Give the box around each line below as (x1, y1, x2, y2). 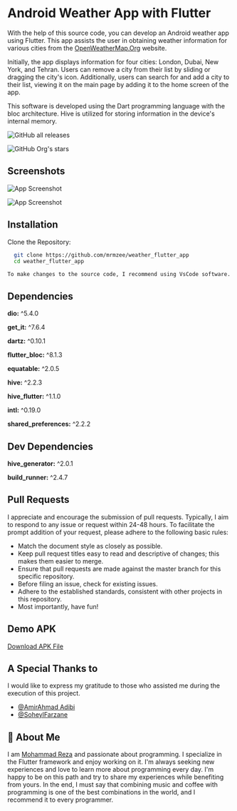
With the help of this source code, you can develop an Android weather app (7, 29, 230, 37)
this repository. (17, 594, 62, 603)
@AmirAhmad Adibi (17, 703, 75, 711)
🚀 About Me (7, 731, 60, 743)
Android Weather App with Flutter (7, 5, 211, 21)
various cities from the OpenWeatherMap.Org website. (7, 44, 167, 52)
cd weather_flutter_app (14, 258, 84, 265)
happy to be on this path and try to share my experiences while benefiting (7, 772, 224, 782)
